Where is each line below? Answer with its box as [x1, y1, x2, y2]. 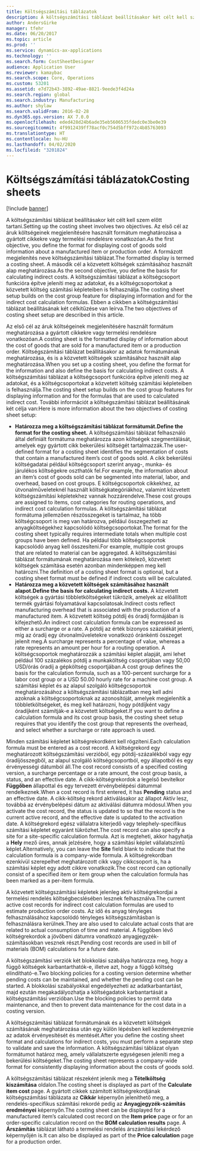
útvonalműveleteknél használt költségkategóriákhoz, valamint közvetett [14, 486, 190, 493]
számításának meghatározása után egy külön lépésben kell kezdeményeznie [6, 1025, 194, 1033]
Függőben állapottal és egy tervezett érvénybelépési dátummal [6, 782, 162, 789]
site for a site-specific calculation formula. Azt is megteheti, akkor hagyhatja [6, 833, 193, 840]
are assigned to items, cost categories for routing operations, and [14, 499, 176, 506]
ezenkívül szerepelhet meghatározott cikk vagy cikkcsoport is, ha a [6, 858, 171, 865]
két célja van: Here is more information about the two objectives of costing [6, 405, 187, 412]
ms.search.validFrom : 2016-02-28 [6, 108, 89, 114]
